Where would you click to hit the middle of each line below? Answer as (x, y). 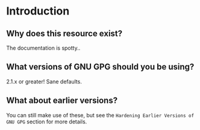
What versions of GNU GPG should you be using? (100, 67)
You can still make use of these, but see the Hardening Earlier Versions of (100, 115)
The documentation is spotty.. (43, 48)
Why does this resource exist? (64, 34)
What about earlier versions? (62, 101)
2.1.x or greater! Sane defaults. (44, 81)
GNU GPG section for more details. (47, 122)
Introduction (38, 11)
